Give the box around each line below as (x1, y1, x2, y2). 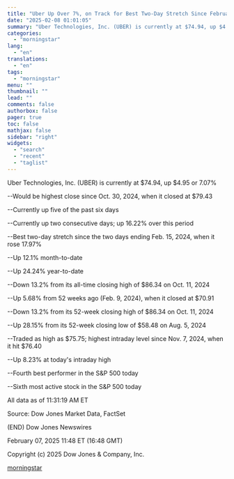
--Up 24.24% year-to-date (7, 266, 84, 275)
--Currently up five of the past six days (7, 205, 120, 213)
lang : (7, 43, 23, 50)
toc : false (7, 120, 39, 128)
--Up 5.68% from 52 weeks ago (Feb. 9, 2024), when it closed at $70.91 (7, 294, 214, 302)
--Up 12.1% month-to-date (7, 253, 83, 261)
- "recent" (13, 153, 45, 160)
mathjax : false (7, 127, 52, 134)
